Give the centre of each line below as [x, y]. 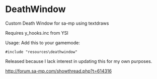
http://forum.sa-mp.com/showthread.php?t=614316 [59, 71]
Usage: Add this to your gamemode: [43, 43]
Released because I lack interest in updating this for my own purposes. [79, 61]
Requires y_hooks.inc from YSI [37, 33]
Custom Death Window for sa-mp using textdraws [57, 23]
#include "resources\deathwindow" [42, 52]
